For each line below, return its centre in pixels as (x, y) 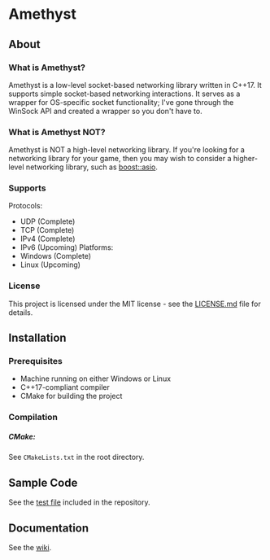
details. (21, 312)
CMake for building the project (71, 396)
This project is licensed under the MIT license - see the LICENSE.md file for (135, 304)
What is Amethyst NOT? (57, 132)
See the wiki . (30, 547)
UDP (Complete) (48, 221)
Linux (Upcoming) (50, 265)
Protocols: (26, 206)
